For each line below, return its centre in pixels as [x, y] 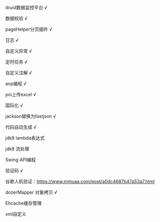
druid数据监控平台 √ [26, 7]
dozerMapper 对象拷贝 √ [31, 192]
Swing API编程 [20, 160]
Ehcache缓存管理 [24, 203]
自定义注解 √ [19, 73]
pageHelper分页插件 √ [29, 29]
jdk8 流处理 [17, 149]
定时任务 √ [16, 62]
